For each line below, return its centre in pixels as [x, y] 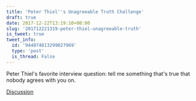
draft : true [21, 17]
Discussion [20, 91]
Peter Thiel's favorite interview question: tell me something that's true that [98, 73]
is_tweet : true [25, 34]
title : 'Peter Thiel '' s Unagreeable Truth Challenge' [75, 12]
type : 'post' [28, 51]
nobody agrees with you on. [41, 80]
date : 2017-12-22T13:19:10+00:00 [48, 23]
